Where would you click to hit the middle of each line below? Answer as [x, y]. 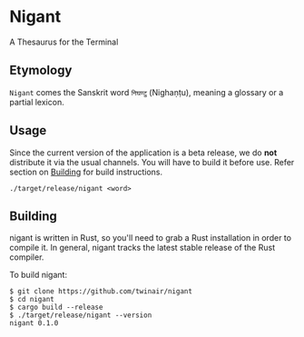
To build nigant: [39, 275]
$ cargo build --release [56, 307]
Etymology [41, 70]
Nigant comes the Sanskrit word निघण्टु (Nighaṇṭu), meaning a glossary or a [147, 92]
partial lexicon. [37, 102]
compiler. [27, 257]
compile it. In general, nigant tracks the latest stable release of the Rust [142, 248]
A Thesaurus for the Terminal [64, 42]
